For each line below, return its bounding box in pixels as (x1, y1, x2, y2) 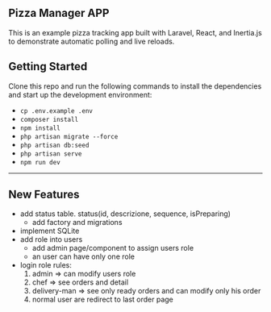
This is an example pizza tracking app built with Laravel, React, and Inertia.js (8, 27, 262, 37)
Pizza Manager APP (8, 6, 110, 20)
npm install (19, 124, 60, 132)
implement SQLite (19, 226, 80, 236)
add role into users (19, 235, 83, 244)
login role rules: (19, 260, 73, 270)
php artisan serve (19, 149, 82, 158)
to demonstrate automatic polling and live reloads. (8, 36, 175, 46)
